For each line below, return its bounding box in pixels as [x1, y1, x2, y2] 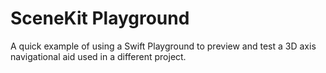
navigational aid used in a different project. [10, 50, 187, 62]
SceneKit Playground [10, 7, 190, 30]
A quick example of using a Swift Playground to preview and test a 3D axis [10, 40, 317, 52]
